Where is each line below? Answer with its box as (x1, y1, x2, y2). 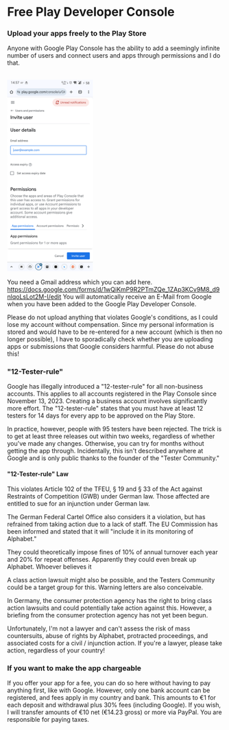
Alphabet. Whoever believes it (7, 562, 92, 571)
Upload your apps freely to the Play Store (7, 29, 147, 38)
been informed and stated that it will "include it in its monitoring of (7, 527, 194, 536)
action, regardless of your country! (7, 646, 105, 654)
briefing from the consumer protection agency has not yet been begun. (7, 611, 208, 619)
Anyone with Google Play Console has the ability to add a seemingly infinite (7, 44, 221, 52)
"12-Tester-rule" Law (7, 470, 69, 478)
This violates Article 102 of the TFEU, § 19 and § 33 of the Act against (7, 485, 203, 493)
